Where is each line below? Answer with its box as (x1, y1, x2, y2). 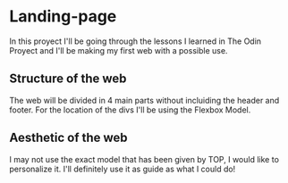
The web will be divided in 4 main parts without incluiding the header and (9, 95, 280, 105)
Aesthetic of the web (9, 130, 128, 146)
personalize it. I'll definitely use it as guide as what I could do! (9, 163, 236, 174)
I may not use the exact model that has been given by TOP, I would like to (9, 154, 280, 164)
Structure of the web (9, 71, 127, 87)
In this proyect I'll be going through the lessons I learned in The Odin (9, 36, 262, 46)
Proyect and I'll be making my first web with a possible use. (9, 45, 228, 55)
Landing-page (9, 6, 117, 27)
